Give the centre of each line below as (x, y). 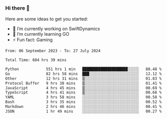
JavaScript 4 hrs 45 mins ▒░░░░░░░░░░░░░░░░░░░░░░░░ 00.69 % (83, 88)
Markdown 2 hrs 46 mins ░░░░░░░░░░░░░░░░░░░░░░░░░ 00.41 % (83, 107)
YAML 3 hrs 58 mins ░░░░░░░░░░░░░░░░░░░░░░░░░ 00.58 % (83, 97)
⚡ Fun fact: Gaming (33, 40)
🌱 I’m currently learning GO (41, 34)
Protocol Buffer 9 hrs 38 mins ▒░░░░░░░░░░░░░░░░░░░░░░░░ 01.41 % (83, 83)
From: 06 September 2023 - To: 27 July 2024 (53, 51)
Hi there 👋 (18, 8)
